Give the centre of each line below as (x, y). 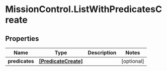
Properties (22, 39)
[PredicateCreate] (61, 61)
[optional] (133, 61)
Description (102, 53)
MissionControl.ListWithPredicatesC (84, 9)
